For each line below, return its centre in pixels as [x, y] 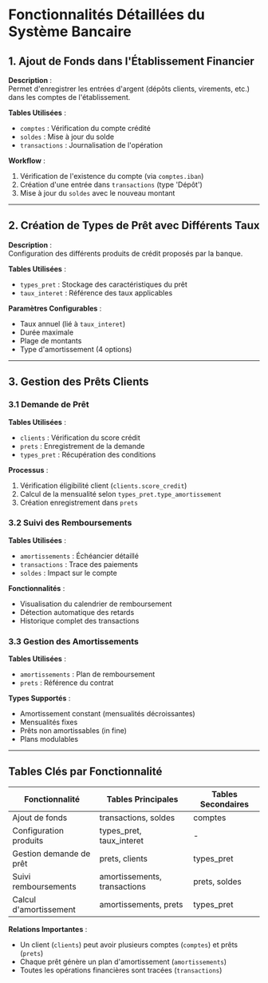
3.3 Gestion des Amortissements [74, 641]
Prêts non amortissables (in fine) [73, 731]
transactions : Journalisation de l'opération [91, 145]
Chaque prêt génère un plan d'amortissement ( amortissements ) [123, 961]
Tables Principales [142, 799]
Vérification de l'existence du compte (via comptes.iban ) [112, 176]
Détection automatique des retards [77, 612]
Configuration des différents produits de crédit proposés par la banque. [126, 253]
